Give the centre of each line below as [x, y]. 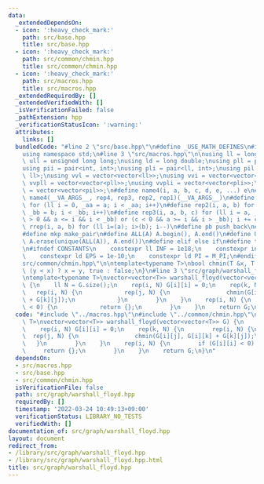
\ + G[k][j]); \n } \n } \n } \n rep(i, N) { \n [137, 300]
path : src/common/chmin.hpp [68, 60]
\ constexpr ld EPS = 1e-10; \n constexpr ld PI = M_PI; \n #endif [140, 256]
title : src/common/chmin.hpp [70, 67]
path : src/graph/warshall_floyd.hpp [75, 395]
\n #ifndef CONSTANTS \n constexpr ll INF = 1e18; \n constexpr [135, 249]
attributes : [35, 132]
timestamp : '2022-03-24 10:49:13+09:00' [82, 409]
